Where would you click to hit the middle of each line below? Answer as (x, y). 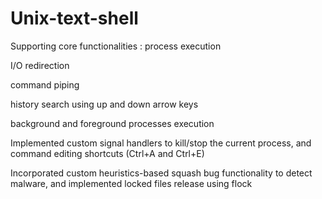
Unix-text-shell (74, 18)
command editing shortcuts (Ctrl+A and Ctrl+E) (107, 153)
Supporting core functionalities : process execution (116, 46)
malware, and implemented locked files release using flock (131, 183)
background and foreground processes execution (112, 123)
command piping (45, 84)
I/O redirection (40, 65)
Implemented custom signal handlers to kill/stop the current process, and (161, 143)
